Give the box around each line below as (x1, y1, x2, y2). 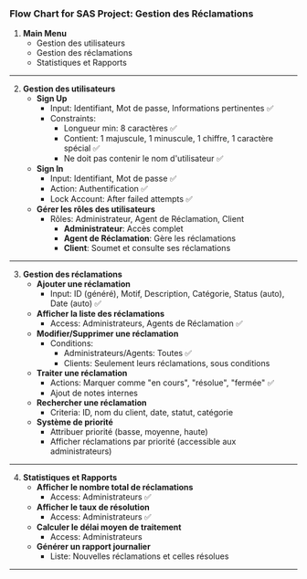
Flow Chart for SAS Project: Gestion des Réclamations (9, 7, 254, 20)
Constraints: (49, 113, 96, 124)
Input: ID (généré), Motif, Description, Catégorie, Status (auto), (49, 289, 285, 300)
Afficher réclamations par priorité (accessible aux (49, 437, 237, 447)
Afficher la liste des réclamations (36, 309, 165, 320)
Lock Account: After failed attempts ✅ (49, 194, 194, 205)
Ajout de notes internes (49, 387, 139, 399)
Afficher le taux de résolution (36, 501, 150, 513)
